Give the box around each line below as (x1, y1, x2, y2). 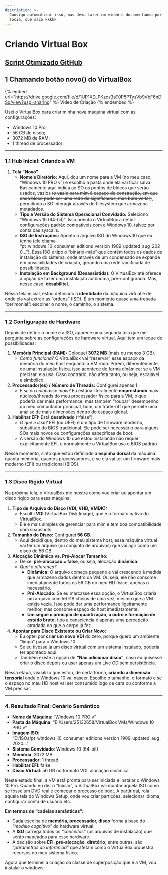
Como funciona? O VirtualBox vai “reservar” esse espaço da (19, 355, 145, 361)
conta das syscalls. (19, 227, 60, 233)
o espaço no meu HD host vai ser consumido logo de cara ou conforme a (5, 680, 156, 686)
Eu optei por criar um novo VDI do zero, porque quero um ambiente (19, 633, 160, 639)
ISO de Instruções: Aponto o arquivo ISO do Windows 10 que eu (19, 233, 153, 239)
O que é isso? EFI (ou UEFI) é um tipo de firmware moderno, (19, 420, 144, 426)
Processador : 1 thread (12, 757, 59, 763)
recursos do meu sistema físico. (12, 849, 78, 856)
